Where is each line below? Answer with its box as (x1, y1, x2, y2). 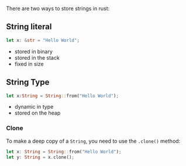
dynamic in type (14, 103, 54, 110)
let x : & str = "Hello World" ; (6, 37, 80, 43)
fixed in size (14, 60, 44, 67)
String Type (6, 77, 50, 87)
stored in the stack (14, 54, 60, 61)
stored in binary (14, 48, 53, 55)
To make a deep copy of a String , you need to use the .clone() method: (6, 137, 181, 144)
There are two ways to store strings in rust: (6, 5, 110, 12)
